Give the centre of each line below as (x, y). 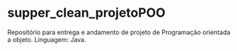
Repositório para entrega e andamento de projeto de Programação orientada (119, 32)
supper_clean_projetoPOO (87, 13)
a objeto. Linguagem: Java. (47, 39)
